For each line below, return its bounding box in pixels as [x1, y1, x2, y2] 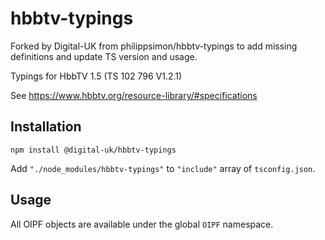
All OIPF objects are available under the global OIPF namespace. [10, 218, 274, 230]
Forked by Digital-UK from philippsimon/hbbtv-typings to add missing [10, 40, 298, 52]
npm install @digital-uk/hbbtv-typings [10, 145, 177, 155]
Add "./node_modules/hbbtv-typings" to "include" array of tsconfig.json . [10, 162, 316, 174]
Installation [10, 118, 82, 136]
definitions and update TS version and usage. [10, 50, 198, 62]
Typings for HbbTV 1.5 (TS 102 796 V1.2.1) [10, 70, 183, 82]
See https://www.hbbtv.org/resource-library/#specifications [10, 89, 258, 101]
